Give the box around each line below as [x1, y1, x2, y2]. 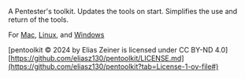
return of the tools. [8, 15, 69, 24]
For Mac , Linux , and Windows [8, 31, 105, 39]
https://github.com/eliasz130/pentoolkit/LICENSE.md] [10, 54, 184, 63]
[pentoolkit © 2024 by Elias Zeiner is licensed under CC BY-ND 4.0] [8, 45, 228, 54]
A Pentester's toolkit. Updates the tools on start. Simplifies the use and [8, 7, 238, 16]
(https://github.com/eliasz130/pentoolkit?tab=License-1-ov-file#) [8, 62, 219, 71]
